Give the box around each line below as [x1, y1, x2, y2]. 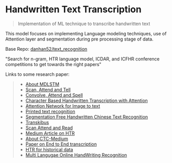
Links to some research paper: [5, 71, 70, 77]
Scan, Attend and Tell [25, 86, 71, 93]
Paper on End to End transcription [25, 141, 97, 147]
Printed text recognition [25, 108, 75, 114]
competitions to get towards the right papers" [5, 61, 101, 67]
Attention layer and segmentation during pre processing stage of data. [5, 36, 154, 42]
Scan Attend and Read [25, 125, 73, 131]
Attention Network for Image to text [25, 103, 100, 109]
